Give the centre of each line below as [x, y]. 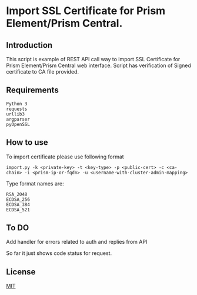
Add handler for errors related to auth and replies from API [77, 242]
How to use [27, 142]
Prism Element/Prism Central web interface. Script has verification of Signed [98, 65]
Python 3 [17, 104]
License [21, 272]
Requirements [32, 90]
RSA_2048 [17, 194]
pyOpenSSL [18, 124]
